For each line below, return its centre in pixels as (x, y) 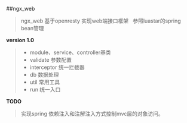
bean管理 (32, 28)
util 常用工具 (45, 82)
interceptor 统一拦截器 (57, 67)
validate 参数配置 (51, 60)
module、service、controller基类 (70, 52)
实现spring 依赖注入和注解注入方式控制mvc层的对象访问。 (92, 113)
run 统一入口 (45, 89)
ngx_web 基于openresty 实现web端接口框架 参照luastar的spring (101, 21)
